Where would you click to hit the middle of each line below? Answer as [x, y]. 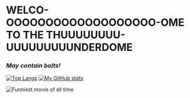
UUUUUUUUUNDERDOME [70, 48]
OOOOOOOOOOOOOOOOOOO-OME [95, 22]
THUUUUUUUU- [86, 35]
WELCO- [27, 10]
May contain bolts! [34, 66]
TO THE [25, 35]
